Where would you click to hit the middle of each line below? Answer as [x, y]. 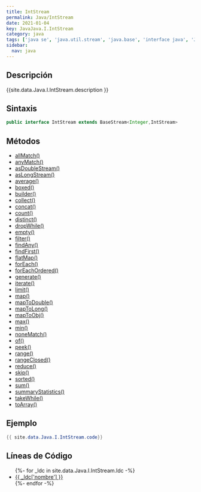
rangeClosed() [33, 360]
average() [27, 181]
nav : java [24, 51]
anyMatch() [29, 162]
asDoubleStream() [37, 168]
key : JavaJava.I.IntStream [40, 29]
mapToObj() [29, 315]
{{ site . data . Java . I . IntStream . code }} [54, 437]
